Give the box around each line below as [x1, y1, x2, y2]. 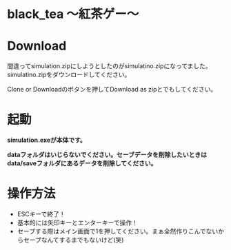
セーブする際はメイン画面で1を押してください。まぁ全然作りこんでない [17, 227, 219, 235]
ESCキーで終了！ [17, 210, 66, 218]
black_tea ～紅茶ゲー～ [7, 6, 139, 22]
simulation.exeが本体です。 [7, 136, 86, 145]
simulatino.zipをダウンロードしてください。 [7, 70, 131, 79]
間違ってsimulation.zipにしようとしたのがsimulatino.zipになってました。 [7, 62, 212, 70]
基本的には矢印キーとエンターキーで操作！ [17, 218, 138, 227]
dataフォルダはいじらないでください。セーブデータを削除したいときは [7, 151, 208, 159]
